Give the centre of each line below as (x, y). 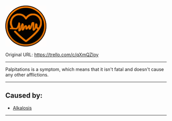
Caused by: (24, 96)
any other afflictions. (27, 75)
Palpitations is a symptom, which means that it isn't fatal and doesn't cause (85, 69)
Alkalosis (22, 108)
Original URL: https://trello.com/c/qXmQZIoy (52, 55)
